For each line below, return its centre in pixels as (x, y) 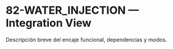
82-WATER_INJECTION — (72, 10)
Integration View (49, 23)
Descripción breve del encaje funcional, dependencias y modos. (86, 39)
